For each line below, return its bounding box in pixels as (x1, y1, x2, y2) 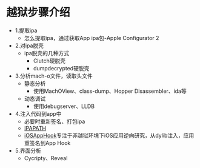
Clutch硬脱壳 (33, 57, 66, 64)
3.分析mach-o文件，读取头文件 (15, 72, 93, 79)
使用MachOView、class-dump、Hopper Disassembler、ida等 (33, 87, 187, 95)
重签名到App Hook (24, 139, 71, 146)
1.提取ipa (15, 27, 38, 34)
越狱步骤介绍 (6, 5, 71, 19)
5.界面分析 (15, 147, 41, 154)
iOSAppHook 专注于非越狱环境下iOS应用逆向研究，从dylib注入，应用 (24, 132, 195, 139)
